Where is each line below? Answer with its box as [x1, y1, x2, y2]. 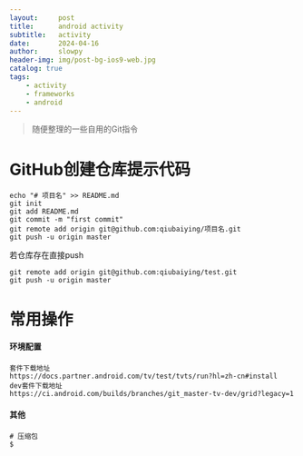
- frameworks [25, 89, 75, 98]
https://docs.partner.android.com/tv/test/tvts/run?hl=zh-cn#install [9, 372, 279, 381]
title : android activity [9, 22, 124, 31]
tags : [9, 73, 30, 82]
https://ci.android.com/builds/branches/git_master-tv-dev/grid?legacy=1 [9, 389, 295, 398]
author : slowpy [9, 47, 83, 56]
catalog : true [9, 64, 64, 74]
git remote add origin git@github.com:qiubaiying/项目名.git [9, 224, 241, 234]
